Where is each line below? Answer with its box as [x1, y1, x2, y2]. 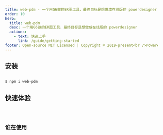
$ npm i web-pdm [5, 79, 38, 84]
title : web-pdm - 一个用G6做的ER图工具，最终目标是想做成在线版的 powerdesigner [5, 7, 157, 12]
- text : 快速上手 [14, 34, 46, 39]
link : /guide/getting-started [17, 39, 79, 43]
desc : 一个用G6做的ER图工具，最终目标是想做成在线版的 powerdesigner [9, 25, 137, 30]
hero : [5, 16, 16, 21]
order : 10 [5, 12, 25, 16]
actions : [9, 29, 27, 34]
